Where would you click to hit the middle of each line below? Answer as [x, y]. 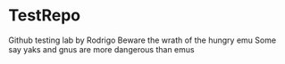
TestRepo [45, 16]
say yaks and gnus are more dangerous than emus [101, 49]
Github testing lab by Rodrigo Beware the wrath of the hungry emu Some [142, 40]
